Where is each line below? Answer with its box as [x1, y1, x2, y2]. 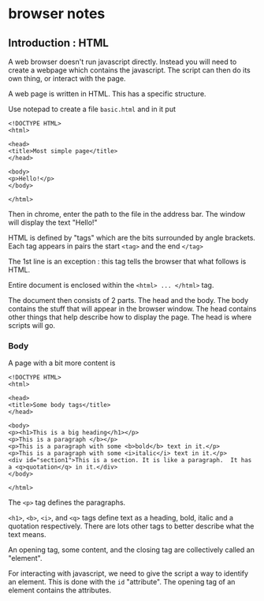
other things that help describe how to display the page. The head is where [8, 312, 252, 322]
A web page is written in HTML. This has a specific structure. [8, 89, 206, 99]
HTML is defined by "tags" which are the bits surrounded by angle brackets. [8, 233, 256, 242]
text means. [8, 530, 46, 539]
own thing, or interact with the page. [8, 74, 126, 83]
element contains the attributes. [8, 585, 112, 595]
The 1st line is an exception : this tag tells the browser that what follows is [8, 257, 247, 266]
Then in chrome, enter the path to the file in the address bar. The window [8, 210, 246, 218]
